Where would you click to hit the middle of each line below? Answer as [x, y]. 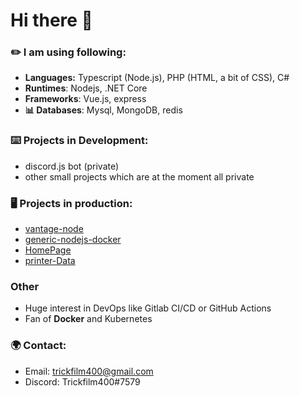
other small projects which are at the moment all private [139, 176]
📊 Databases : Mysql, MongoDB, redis [103, 110]
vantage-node [54, 229]
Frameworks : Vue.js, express [85, 99]
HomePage [48, 250]
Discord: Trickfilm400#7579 [82, 381]
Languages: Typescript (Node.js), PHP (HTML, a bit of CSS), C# [157, 78]
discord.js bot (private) [72, 166]
